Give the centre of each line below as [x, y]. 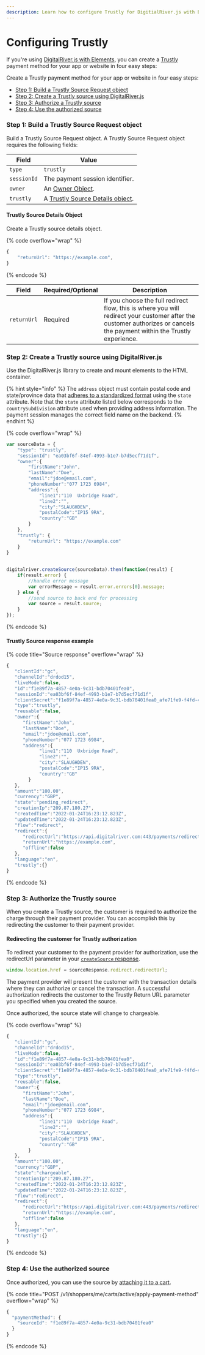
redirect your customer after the [149, 315]
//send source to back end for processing [83, 598]
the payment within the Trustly [147, 331]
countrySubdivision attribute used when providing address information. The [102, 408]
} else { [28, 592]
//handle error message [58, 581]
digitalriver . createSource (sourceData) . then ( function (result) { [90, 570]
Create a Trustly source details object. [54, 229]
